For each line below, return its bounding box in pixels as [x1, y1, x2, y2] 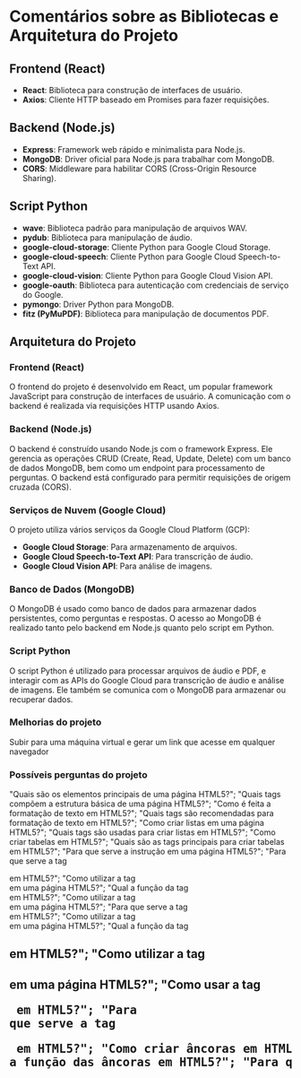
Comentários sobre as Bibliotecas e [9, 6, 279, 27]
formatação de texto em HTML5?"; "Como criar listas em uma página [9, 818, 264, 829]
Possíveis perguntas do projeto [9, 769, 148, 781]
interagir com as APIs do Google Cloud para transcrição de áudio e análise [9, 674, 285, 685]
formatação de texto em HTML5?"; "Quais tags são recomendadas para [9, 808, 275, 819]
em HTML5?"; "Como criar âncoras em [16, 1041, 258, 1056]
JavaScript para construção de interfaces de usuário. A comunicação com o [9, 391, 291, 402]
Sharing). [21, 172, 56, 183]
